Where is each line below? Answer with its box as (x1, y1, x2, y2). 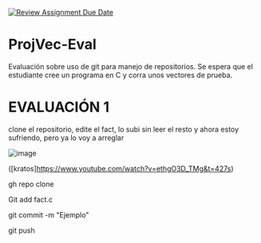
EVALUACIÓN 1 (8, 98, 110, 116)
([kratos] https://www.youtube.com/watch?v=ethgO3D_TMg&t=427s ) (8, 163, 234, 173)
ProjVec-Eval (8, 36, 97, 53)
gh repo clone (8, 179, 54, 189)
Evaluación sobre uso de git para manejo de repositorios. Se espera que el (8, 61, 254, 71)
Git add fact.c (8, 194, 53, 204)
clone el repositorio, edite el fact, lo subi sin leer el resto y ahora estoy (8, 124, 239, 134)
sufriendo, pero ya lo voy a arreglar (8, 132, 125, 143)
